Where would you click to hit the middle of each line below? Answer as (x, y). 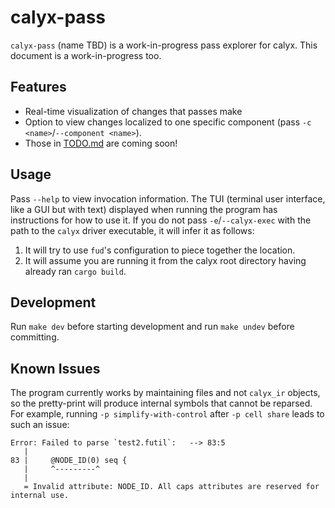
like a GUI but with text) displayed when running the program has (144, 209)
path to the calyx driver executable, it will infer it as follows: (132, 230)
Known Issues (55, 368)
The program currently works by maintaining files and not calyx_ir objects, (165, 393)
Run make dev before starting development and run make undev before (152, 327)
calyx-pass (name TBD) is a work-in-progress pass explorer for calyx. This (164, 45)
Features (38, 87)
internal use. (40, 496)
